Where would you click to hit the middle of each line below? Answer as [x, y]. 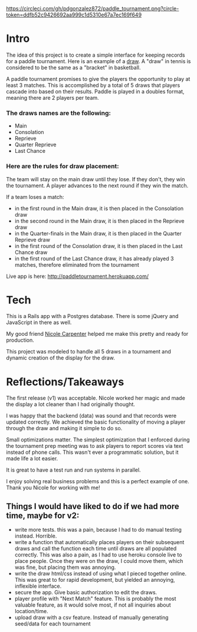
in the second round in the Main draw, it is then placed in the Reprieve [99, 221]
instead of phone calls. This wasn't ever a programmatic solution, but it [92, 452]
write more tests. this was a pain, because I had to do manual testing [98, 530]
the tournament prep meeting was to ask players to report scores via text [95, 446]
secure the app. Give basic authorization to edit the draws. [86, 592]
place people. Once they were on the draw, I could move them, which [99, 561]
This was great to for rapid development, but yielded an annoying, [95, 580]
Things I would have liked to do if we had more [93, 506]
